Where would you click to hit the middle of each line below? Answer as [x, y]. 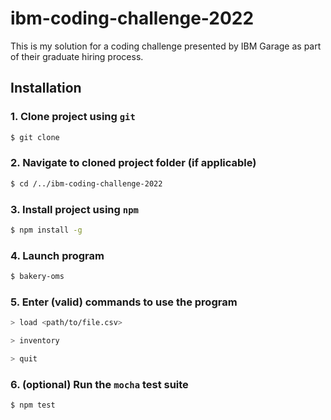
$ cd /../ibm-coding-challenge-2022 [86, 183]
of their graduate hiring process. [77, 56]
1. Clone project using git [73, 117]
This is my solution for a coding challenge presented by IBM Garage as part [166, 46]
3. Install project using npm [74, 209]
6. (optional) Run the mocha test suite [99, 384]
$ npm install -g [46, 230]
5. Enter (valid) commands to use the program [124, 302]
